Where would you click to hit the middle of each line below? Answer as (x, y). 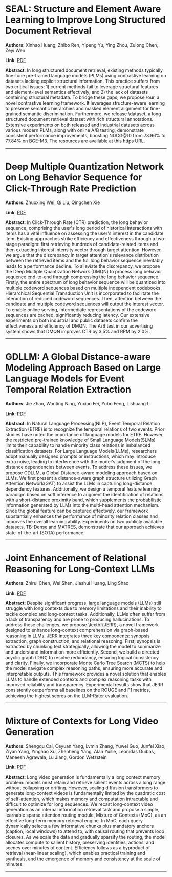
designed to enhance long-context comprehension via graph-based (77, 630)
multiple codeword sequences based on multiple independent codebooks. (84, 288)
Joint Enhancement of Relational (76, 558)
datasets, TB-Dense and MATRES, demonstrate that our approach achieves (85, 527)
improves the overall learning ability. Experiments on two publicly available (84, 521)
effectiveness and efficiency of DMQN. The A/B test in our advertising (79, 325)
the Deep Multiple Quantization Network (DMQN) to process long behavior (84, 271)
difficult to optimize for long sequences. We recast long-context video (79, 804)
